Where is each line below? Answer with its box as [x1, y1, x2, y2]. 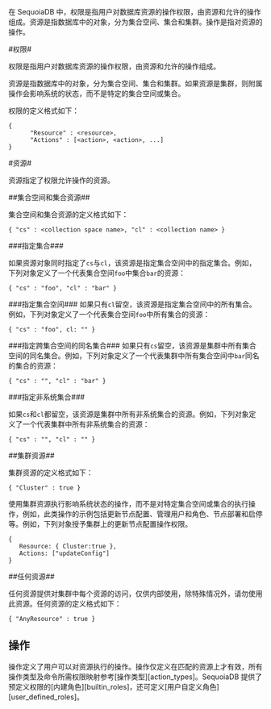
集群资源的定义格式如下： [8, 468, 94, 478]
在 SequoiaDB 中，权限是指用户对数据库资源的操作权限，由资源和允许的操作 [8, 7, 261, 16]
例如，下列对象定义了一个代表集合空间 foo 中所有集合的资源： [8, 310, 211, 319]
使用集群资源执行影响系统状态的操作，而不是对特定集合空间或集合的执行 [8, 499, 248, 508]
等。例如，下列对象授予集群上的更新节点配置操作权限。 [8, 519, 192, 528]
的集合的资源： [8, 361, 58, 370]
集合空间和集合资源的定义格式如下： [8, 210, 129, 219]
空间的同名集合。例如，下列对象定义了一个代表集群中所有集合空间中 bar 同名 [8, 351, 260, 361]
